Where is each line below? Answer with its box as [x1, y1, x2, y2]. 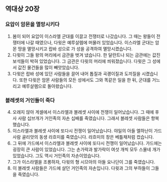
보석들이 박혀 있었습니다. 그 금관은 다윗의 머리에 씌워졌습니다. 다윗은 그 [12, 58, 151, 64]
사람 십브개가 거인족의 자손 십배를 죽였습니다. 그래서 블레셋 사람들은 [17, 115, 150, 121]
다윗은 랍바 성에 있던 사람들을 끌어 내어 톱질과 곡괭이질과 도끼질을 [12, 70, 141, 76]
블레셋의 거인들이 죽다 [5, 97, 55, 104]
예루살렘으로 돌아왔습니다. [21, 83, 73, 89]
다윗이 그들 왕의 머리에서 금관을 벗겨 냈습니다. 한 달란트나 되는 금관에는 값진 [12, 52, 161, 58]
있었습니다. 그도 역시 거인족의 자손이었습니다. [12, 153, 101, 159]
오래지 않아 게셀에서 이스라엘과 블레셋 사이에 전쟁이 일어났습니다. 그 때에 [12, 109, 154, 115]
